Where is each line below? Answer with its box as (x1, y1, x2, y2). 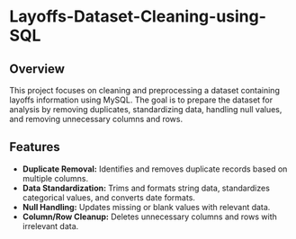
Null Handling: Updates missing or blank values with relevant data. (22, 201, 271, 212)
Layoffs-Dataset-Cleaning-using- (9, 6, 267, 27)
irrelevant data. (22, 220, 79, 231)
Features (9, 139, 60, 155)
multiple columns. (22, 173, 88, 183)
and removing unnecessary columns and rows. (9, 114, 183, 124)
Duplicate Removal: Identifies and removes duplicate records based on (22, 164, 288, 174)
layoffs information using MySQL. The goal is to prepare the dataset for (9, 94, 273, 105)
